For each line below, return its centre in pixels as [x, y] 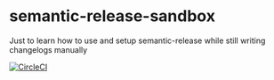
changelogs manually [48, 49]
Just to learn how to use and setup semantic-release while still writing [137, 40]
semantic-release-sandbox [113, 16]
